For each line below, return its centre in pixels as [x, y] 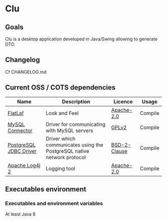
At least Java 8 [20, 214]
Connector [20, 130]
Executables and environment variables [54, 203]
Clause [119, 151]
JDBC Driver [22, 151]
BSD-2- [121, 145]
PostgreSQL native [67, 151]
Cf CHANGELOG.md [26, 72]
